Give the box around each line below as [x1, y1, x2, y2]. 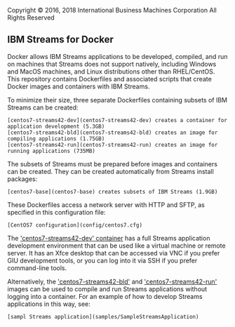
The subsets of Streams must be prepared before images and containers [7, 159, 217, 168]
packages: [7, 175, 38, 183]
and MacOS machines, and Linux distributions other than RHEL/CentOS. [7, 67, 215, 76]
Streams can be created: [7, 103, 79, 112]
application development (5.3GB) [7, 123, 105, 130]
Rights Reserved [7, 13, 55, 22]
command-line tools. [7, 263, 67, 272]
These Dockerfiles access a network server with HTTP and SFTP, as [7, 200, 205, 209]
